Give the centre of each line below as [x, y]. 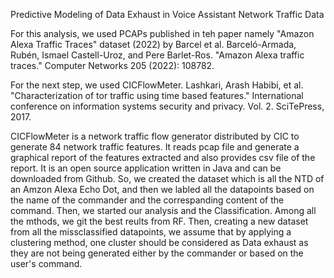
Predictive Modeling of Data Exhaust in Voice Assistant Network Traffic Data [167, 14]
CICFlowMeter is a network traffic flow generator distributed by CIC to [155, 136]
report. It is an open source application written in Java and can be [146, 168]
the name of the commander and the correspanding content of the [147, 200]
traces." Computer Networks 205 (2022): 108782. [112, 65]
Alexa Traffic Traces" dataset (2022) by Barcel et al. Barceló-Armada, [153, 44]
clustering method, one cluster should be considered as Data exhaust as [159, 242]
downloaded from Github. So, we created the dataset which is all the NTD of [167, 178]
